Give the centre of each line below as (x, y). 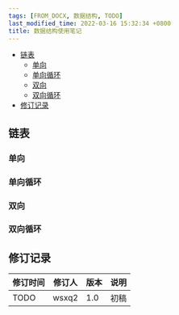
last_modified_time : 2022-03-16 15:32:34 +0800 (90, 23)
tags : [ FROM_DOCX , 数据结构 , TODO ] (66, 16)
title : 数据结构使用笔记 (45, 31)
